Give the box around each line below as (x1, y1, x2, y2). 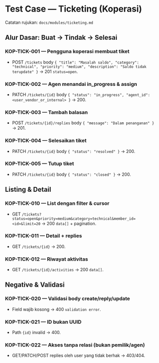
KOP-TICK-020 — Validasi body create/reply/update (5, 295, 130, 302)
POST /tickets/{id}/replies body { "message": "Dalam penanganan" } (12, 120, 155, 126)
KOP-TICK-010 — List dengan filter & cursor (5, 200, 110, 207)
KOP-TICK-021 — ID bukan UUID (5, 318, 82, 325)
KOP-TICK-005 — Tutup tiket (5, 160, 74, 167)
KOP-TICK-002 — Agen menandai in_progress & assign (5, 81, 138, 87)
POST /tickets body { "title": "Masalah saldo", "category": (12, 59, 139, 65)
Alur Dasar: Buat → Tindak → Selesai (5, 33, 117, 42)
